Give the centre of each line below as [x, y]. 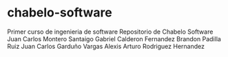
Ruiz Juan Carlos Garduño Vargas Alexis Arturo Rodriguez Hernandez [106, 46]
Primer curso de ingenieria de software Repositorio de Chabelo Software [110, 32]
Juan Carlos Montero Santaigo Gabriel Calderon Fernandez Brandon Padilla [114, 38]
